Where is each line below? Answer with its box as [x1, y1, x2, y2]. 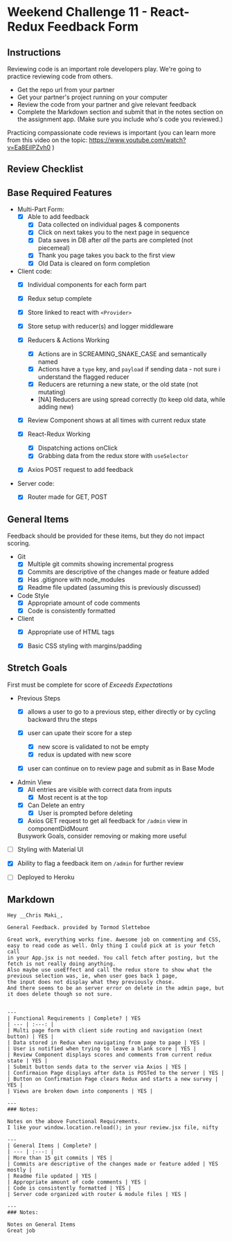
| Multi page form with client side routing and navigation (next [7, 1027, 203, 1035]
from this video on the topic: [7, 136, 88, 144]
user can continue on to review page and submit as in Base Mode [27, 764, 215, 773]
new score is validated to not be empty [37, 742, 149, 750]
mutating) [37, 388, 66, 396]
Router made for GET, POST [27, 493, 108, 501]
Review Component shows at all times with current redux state [27, 416, 206, 425]
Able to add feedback [27, 213, 89, 221]
